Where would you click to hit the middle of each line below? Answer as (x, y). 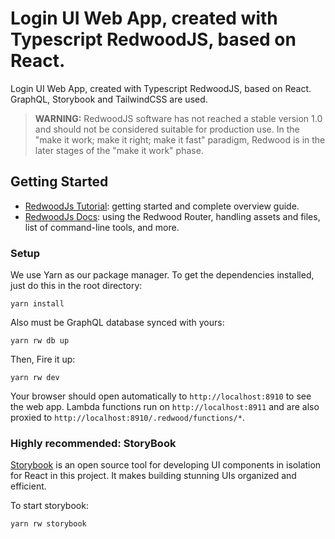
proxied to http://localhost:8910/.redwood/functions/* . (127, 418)
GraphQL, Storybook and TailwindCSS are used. (109, 99)
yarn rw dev (35, 378)
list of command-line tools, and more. (102, 227)
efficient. (28, 486)
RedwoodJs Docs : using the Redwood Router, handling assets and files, (172, 216)
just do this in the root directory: (76, 286)
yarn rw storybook (48, 524)
